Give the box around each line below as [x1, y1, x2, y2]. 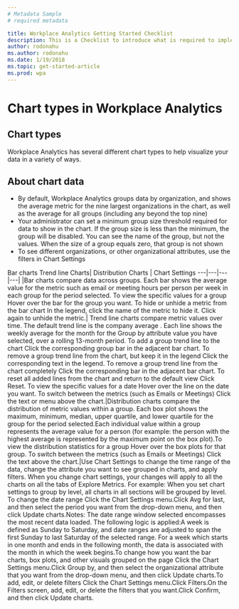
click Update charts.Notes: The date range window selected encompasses [7, 510, 226, 519]
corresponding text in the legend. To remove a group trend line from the [7, 359, 218, 368]
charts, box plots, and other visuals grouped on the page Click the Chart [7, 556, 219, 564]
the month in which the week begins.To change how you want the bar [7, 549, 211, 557]
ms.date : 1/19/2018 [7, 56, 65, 64]
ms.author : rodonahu [7, 50, 69, 57]
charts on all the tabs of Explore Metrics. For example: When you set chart [7, 480, 225, 489]
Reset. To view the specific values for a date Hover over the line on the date [7, 382, 230, 391]
